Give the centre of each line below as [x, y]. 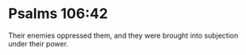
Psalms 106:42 [58, 14]
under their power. [38, 43]
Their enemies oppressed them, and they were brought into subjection [123, 35]
